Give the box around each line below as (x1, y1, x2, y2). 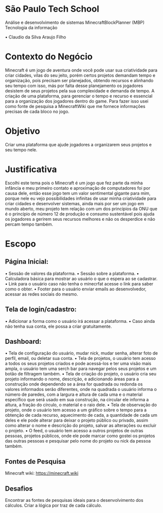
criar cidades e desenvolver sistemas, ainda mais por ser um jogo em (5, 200, 145, 206)
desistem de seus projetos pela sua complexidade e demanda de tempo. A (5, 88, 155, 93)
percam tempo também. (5, 221, 54, 227)
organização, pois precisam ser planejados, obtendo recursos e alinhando (5, 77, 154, 83)
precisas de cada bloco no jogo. (5, 108, 70, 114)
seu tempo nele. (5, 147, 37, 153)
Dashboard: (5, 337, 41, 346)
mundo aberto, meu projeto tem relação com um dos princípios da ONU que (5, 206, 158, 212)
